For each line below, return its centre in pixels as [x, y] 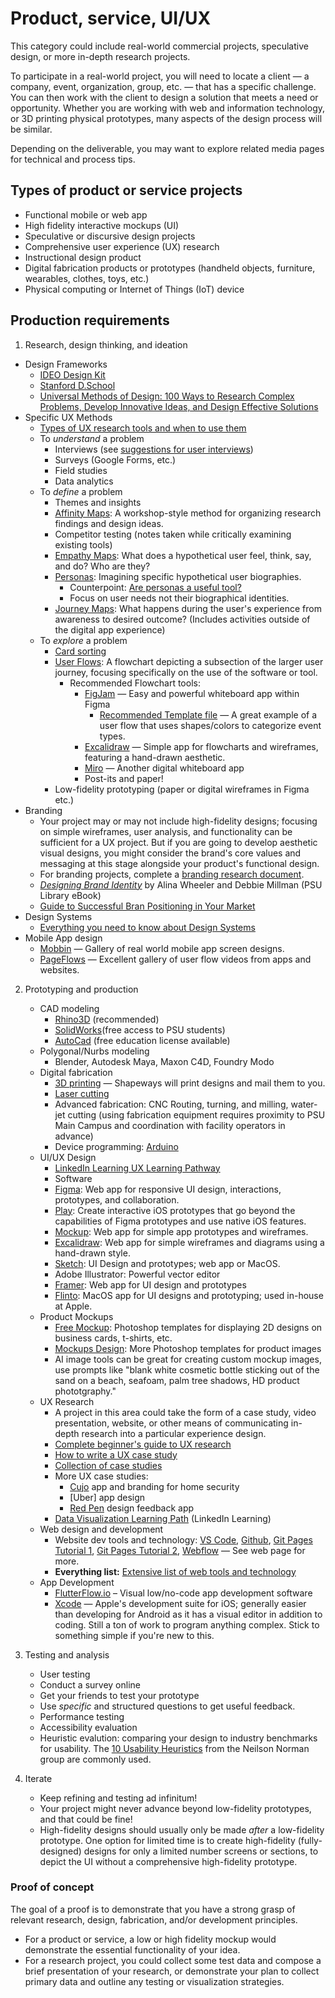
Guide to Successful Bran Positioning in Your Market [147, 906]
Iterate [38, 1778]
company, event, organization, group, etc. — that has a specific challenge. [163, 86]
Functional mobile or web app [86, 214]
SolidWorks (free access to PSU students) [140, 1029]
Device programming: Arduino [116, 1146]
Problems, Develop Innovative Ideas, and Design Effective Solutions [179, 406]
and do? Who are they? [102, 566]
